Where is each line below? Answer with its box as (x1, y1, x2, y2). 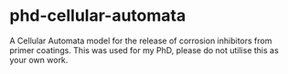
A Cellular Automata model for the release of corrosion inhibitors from (9, 35, 272, 46)
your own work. (9, 54, 69, 65)
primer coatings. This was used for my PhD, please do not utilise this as (9, 44, 279, 55)
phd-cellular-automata (9, 5, 187, 26)
